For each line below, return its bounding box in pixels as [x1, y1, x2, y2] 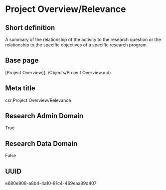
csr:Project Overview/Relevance [5, 97, 71, 103]
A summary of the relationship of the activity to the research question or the [5, 36, 161, 42]
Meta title [5, 84, 36, 93]
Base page [5, 56, 39, 65]
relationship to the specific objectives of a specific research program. [5, 42, 148, 48]
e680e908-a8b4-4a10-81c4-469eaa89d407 [5, 181, 97, 187]
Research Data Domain [5, 139, 78, 148]
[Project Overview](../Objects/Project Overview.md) [5, 69, 111, 75]
